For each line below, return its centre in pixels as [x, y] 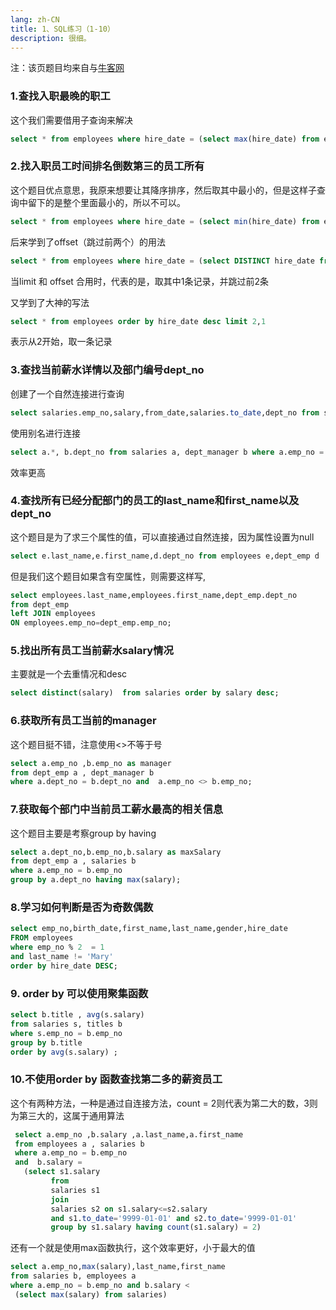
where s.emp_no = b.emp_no [66, 1033]
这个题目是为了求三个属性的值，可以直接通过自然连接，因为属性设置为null [162, 537]
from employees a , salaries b [79, 1144]
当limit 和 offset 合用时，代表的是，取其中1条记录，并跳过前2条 [140, 281]
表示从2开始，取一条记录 [61, 342]
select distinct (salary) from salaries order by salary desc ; [145, 693]
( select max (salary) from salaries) [91, 1294]
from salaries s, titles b [66, 1024]
